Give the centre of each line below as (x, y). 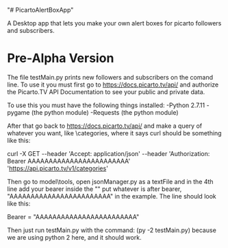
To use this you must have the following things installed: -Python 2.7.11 (106, 105)
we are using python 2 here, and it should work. (74, 237)
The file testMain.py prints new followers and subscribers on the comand (110, 77)
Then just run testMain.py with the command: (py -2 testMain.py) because (112, 230)
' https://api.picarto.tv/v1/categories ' (58, 168)
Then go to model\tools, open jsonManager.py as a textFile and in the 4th (110, 181)
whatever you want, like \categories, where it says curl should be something (114, 133)
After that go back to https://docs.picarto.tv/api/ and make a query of (105, 126)
